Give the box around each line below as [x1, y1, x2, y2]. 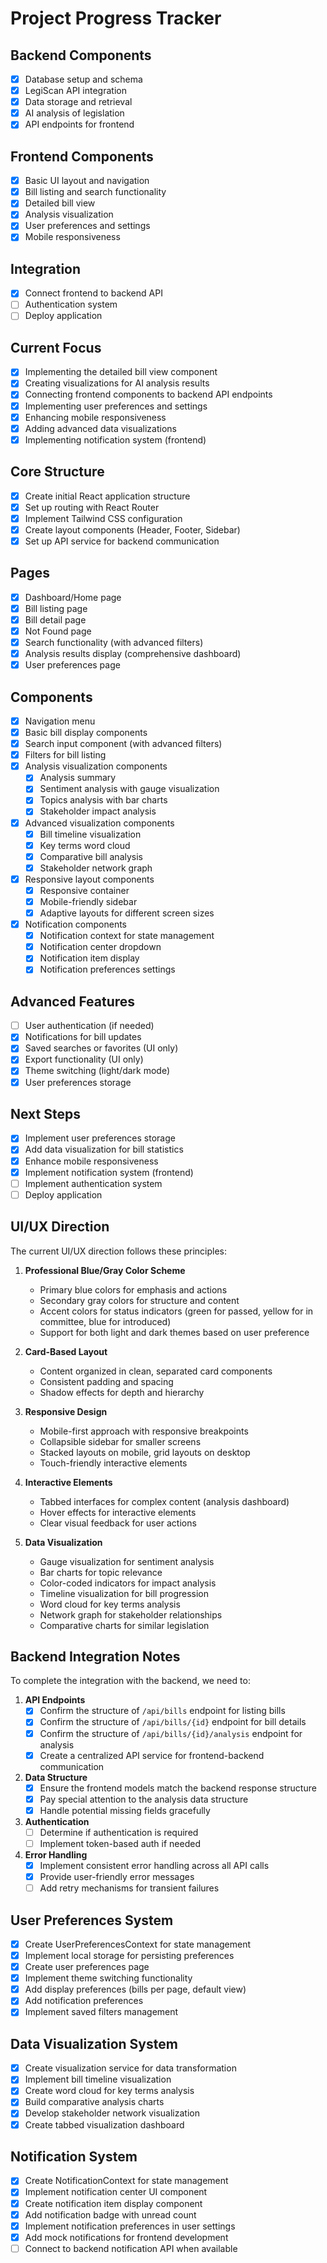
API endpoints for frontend [24, 118, 135, 131]
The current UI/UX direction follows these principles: [10, 1245, 227, 1257]
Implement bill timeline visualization [24, 2073, 172, 2086]
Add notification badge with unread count [24, 2208, 197, 2221]
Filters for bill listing [24, 749, 107, 761]
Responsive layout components [24, 873, 155, 885]
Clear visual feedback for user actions [39, 1517, 197, 1529]
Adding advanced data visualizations [24, 422, 177, 434]
